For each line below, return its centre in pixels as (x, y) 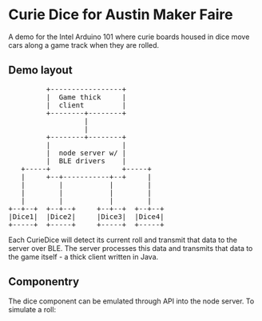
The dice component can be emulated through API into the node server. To (131, 301)
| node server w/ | (86, 153)
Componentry (44, 282)
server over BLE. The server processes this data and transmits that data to (131, 248)
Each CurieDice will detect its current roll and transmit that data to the (123, 240)
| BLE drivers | (86, 160)
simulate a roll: (32, 309)
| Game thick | (86, 97)
